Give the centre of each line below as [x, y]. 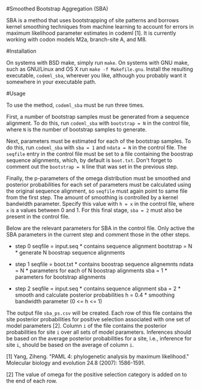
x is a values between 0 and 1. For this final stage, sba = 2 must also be [94, 210]
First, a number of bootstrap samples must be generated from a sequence [98, 117]
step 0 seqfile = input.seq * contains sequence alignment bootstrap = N [103, 246]
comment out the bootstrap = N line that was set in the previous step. [92, 167]
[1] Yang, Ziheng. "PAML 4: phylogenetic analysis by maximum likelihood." [98, 356]
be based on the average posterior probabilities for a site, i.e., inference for [99, 338]
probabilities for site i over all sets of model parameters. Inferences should [99, 332]
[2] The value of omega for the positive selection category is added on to [97, 374]
